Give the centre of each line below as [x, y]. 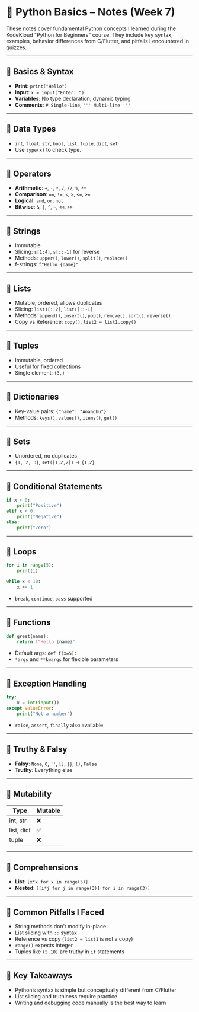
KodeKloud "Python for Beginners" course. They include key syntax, [89, 34]
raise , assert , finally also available [59, 725]
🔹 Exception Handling [46, 683]
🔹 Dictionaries [33, 397]
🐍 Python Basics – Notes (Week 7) [91, 12]
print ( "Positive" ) [39, 506]
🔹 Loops [21, 552]
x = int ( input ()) [38, 703]
